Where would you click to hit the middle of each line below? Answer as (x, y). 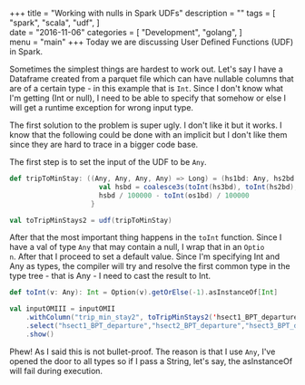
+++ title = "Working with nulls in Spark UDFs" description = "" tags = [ (143, 13)
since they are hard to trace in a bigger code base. (104, 144)
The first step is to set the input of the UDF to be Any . (108, 162)
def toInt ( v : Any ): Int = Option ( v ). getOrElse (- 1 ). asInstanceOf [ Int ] (144, 293)
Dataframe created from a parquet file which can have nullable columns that (152, 79)
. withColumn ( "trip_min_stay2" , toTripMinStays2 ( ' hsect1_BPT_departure (162, 318)
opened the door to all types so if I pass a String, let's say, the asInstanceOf (151, 361)
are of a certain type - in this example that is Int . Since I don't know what (147, 88)
